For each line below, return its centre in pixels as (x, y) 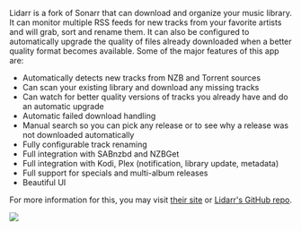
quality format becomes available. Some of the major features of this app (145, 51)
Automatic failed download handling (89, 116)
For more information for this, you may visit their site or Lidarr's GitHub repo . (151, 200)
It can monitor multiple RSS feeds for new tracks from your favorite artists (146, 22)
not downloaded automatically (78, 135)
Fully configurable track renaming (84, 144)
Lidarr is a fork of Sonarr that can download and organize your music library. (150, 13)
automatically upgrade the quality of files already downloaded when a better (150, 41)
